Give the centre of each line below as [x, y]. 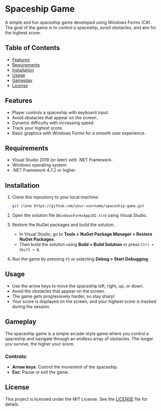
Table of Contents [33, 48]
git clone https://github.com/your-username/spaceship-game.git [78, 206]
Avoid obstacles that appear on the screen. [55, 117]
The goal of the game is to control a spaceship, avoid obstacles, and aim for [80, 27]
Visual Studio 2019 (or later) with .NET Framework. [62, 160]
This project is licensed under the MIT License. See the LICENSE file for [76, 399]
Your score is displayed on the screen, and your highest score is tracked [84, 301]
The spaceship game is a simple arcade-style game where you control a [77, 333]
